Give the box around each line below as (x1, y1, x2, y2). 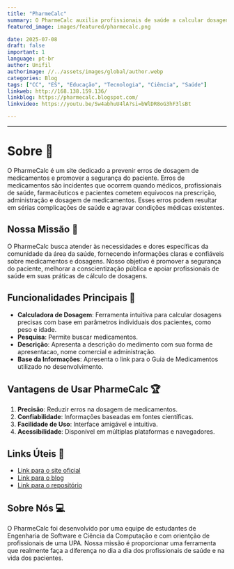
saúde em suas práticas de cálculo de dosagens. (7, 271, 148, 280)
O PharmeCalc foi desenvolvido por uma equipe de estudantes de (7, 524, 196, 532)
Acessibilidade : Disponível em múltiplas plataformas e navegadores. (17, 427, 215, 436)
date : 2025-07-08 (7, 36, 58, 43)
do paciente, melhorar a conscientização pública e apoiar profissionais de (7, 264, 219, 273)
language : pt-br (7, 55, 54, 63)
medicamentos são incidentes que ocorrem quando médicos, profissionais (7, 181, 221, 189)
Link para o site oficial (17, 466, 81, 475)
